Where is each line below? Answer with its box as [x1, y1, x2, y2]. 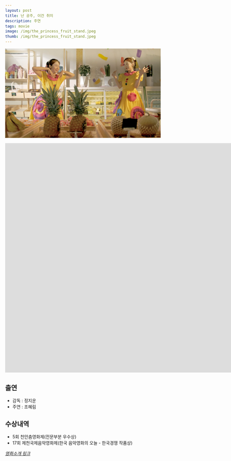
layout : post [5, 8, 32, 13]
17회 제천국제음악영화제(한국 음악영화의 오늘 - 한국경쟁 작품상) [12, 440, 133, 446]
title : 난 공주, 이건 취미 [5, 13, 53, 18]
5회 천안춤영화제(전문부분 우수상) [12, 434, 77, 440]
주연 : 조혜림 [12, 404, 37, 410]
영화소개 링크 [5, 451, 31, 457]
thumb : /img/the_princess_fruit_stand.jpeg [5, 34, 96, 39]
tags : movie [5, 24, 30, 29]
